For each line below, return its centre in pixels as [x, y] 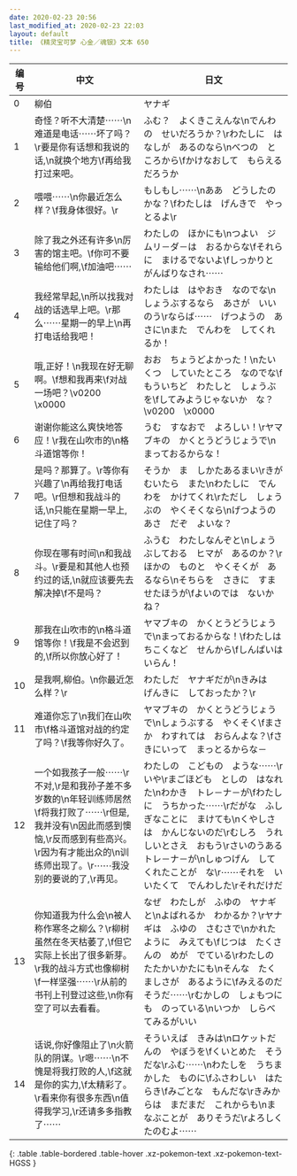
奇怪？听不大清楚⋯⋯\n [83, 120]
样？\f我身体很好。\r [76, 211]
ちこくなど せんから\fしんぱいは [213, 650]
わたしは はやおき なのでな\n [210, 290]
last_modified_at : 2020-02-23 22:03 [76, 26]
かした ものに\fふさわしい [200, 1079]
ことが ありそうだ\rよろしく [222, 1118]
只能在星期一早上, [91, 510]
